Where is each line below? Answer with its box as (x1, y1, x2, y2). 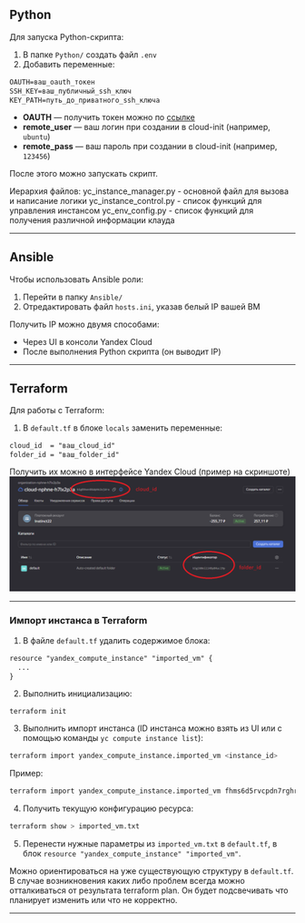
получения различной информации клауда (9, 214, 175, 226)
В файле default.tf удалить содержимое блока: (22, 634, 211, 645)
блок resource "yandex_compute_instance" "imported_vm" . (22, 848, 241, 859)
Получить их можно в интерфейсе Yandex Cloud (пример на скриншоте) (9, 466, 290, 477)
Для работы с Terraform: (9, 405, 105, 416)
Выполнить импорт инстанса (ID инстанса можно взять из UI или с (22, 723, 283, 734)
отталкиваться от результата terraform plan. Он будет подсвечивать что (9, 885, 289, 896)
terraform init (9, 706, 67, 715)
